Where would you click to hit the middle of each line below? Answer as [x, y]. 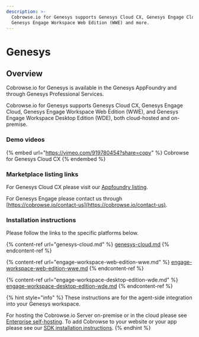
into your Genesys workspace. [44, 304]
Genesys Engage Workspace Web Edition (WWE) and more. [81, 22]
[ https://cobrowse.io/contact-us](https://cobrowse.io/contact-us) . [87, 205]
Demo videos [25, 140]
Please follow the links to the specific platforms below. [73, 233]
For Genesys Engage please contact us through [64, 198]
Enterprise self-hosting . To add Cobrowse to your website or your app [92, 322]
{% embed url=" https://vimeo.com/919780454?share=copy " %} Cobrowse [98, 153]
